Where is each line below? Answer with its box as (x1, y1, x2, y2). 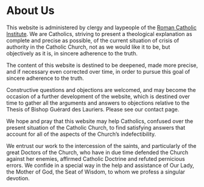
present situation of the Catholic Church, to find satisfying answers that (6, 124, 186, 131)
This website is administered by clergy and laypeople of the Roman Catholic (6, 24, 197, 31)
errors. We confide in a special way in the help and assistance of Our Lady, (6, 161, 195, 169)
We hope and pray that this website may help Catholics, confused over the (6, 117, 194, 125)
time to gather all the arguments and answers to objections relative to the (6, 99, 190, 107)
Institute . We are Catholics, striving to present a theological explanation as (6, 30, 192, 37)
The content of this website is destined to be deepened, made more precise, (6, 62, 198, 69)
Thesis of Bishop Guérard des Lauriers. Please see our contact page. (6, 105, 180, 113)
